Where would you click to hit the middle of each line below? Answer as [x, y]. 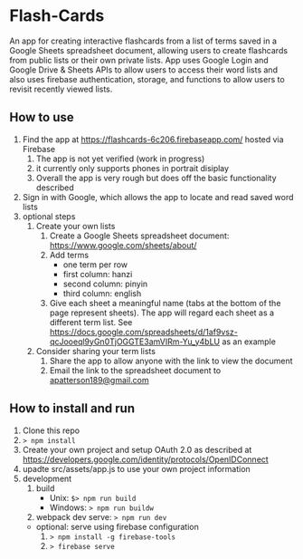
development [47, 478]
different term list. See [91, 322]
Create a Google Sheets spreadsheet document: [139, 236]
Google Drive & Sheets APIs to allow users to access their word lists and [144, 70]
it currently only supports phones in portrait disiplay [132, 168]
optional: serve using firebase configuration [117, 526]
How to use [42, 117]
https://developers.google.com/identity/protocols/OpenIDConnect [145, 459]
